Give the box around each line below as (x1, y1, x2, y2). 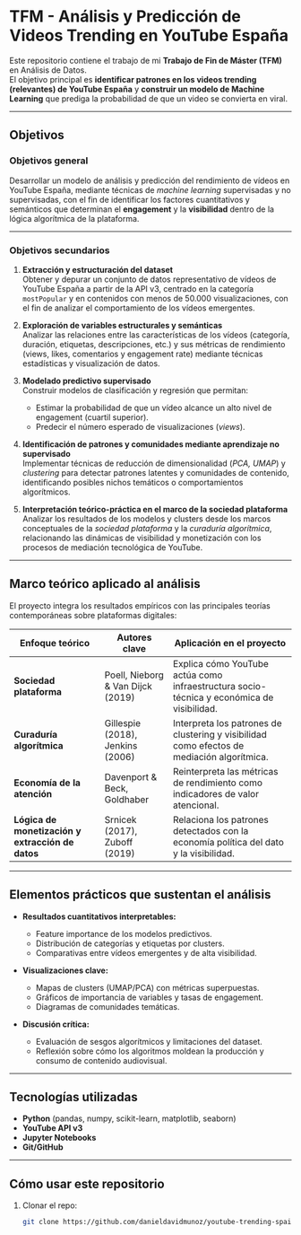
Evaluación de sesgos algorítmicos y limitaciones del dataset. (35, 1036, 262, 1047)
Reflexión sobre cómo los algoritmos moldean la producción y (35, 1046, 264, 1056)
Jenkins (104, 739, 138, 751)
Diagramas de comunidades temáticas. (35, 1001, 181, 1012)
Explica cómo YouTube (173, 657, 269, 670)
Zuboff (104, 836, 133, 848)
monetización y (13, 824, 82, 836)
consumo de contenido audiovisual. (35, 1055, 168, 1065)
